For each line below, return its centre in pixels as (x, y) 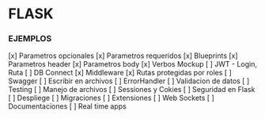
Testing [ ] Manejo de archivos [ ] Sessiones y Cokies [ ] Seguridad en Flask (132, 90)
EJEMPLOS (30, 39)
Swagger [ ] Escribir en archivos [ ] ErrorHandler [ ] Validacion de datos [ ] (129, 81)
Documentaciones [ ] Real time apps (67, 106)
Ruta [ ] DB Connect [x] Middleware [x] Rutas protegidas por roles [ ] (120, 73)
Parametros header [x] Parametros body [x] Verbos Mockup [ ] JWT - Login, (133, 64)
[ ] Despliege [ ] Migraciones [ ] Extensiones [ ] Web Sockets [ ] (112, 98)
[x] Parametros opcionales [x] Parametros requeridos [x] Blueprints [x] (123, 56)
